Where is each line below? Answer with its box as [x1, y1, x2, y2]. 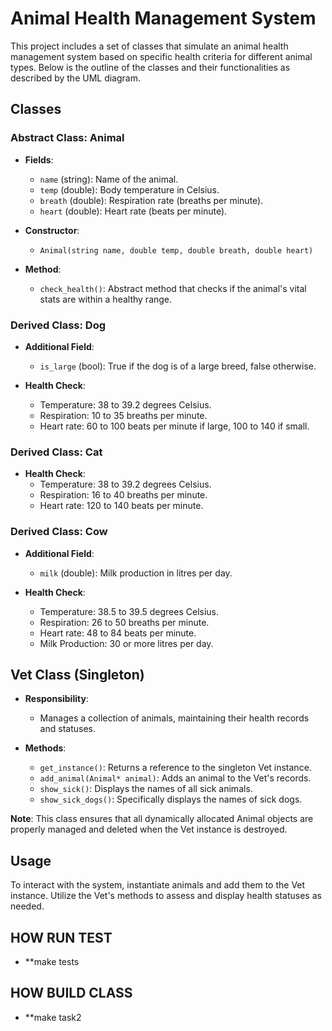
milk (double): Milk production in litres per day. [39, 567, 233, 579]
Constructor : [24, 224, 80, 236]
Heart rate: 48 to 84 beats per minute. [39, 627, 197, 639]
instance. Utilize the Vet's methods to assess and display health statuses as [10, 890, 322, 902]
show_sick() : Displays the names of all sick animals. [39, 783, 253, 795]
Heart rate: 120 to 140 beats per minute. [39, 500, 204, 512]
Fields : [24, 153, 54, 166]
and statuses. [39, 723, 96, 735]
